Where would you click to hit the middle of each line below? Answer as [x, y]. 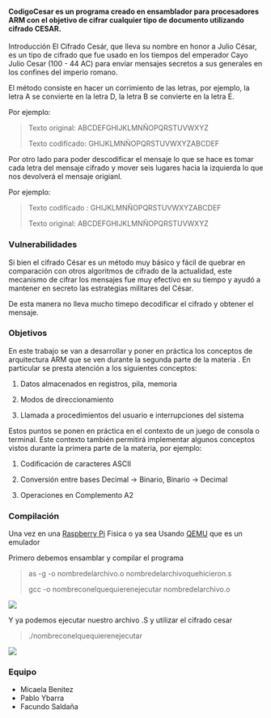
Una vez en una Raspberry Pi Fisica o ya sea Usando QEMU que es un [125, 533]
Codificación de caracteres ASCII [76, 463]
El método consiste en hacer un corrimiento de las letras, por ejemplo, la [129, 88]
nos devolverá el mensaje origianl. [66, 176]
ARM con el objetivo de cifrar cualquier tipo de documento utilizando [126, 19]
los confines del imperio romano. [63, 72]
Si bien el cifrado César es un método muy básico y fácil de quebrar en [127, 262]
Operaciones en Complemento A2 [76, 495]
